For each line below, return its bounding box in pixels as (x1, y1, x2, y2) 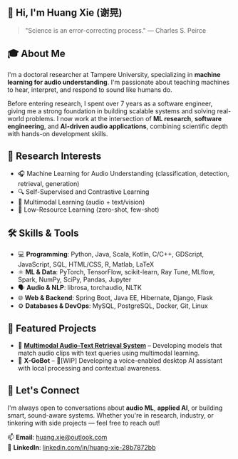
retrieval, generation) (17, 180, 80, 188)
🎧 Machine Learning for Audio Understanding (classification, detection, (17, 170, 229, 178)
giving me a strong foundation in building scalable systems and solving (7, 106, 216, 115)
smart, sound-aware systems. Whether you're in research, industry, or (7, 411, 214, 419)
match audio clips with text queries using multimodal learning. (17, 349, 200, 358)
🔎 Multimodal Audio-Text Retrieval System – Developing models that (17, 341, 222, 350)
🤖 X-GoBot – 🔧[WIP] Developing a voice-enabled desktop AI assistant (17, 356, 223, 365)
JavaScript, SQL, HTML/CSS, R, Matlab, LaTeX (17, 260, 155, 269)
